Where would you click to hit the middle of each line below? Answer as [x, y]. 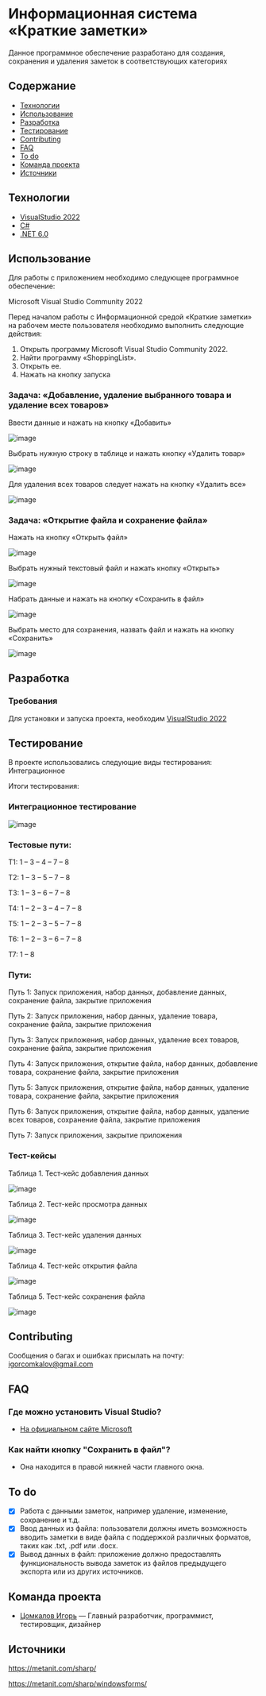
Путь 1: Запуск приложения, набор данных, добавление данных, [118, 992]
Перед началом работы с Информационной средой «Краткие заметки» [130, 317]
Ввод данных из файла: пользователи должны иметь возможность [133, 1528]
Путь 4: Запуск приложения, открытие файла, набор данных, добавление [133, 1064]
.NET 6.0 [34, 234]
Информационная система [103, 14]
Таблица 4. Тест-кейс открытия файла [73, 1265]
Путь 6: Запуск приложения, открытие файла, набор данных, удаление [129, 1111]
